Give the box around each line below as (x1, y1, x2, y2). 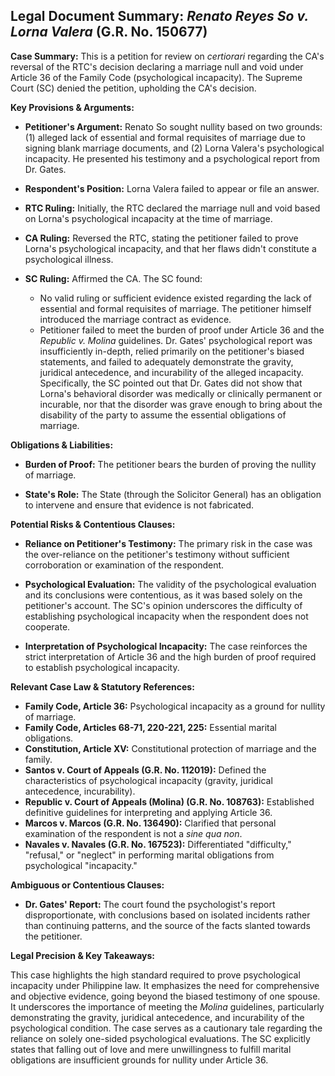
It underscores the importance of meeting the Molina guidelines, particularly (10, 1000, 325, 1013)
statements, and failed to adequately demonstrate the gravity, (39, 355, 294, 368)
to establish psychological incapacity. (24, 661, 180, 673)
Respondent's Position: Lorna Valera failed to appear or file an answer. (24, 182, 320, 194)
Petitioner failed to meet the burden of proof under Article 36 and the (39, 324, 325, 336)
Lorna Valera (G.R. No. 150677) (10, 24, 208, 41)
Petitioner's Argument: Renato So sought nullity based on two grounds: (24, 120, 323, 133)
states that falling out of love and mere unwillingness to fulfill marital (10, 1043, 292, 1055)
